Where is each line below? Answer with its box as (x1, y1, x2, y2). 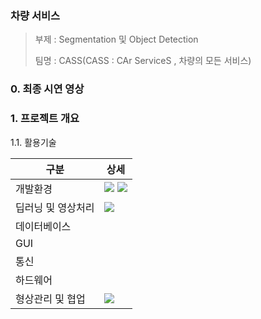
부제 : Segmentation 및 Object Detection (34, 33, 199, 46)
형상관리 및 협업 (15, 292, 86, 306)
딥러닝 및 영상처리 (15, 200, 95, 214)
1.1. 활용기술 (10, 136, 57, 148)
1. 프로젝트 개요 (10, 112, 80, 126)
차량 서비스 (10, 8, 61, 22)
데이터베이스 (15, 219, 72, 233)
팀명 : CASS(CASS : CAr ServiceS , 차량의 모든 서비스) (34, 55, 252, 67)
